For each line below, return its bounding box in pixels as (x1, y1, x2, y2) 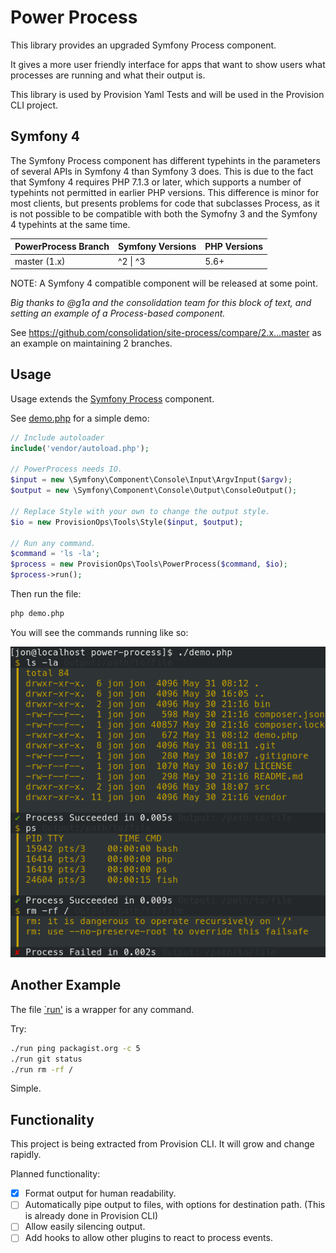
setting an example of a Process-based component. (10, 307, 226, 319)
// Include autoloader (10, 432, 105, 443)
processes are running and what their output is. (10, 69, 206, 81)
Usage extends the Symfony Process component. (10, 392, 215, 405)
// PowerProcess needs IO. (10, 464, 123, 475)
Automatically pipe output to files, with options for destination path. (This (24, 1199, 326, 1211)
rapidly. (10, 1149, 42, 1161)
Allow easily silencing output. (24, 1221, 146, 1233)
